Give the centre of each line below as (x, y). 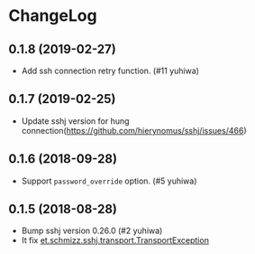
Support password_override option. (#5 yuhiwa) (109, 181)
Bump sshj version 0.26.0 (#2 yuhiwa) (92, 230)
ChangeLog (53, 16)
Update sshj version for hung (75, 121)
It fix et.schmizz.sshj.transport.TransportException (115, 240)
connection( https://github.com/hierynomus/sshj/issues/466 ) (134, 130)
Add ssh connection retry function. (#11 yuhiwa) (110, 71)
